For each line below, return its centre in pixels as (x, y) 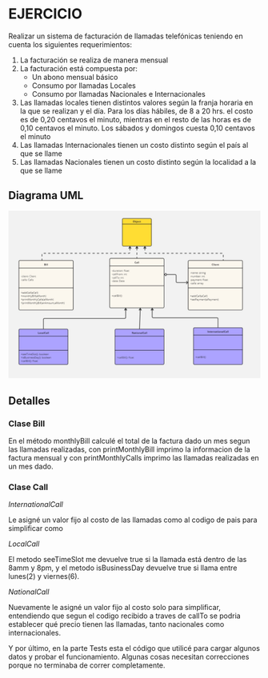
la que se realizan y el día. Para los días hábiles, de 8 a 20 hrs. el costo (136, 111)
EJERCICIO (45, 14)
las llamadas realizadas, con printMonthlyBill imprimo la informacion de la (129, 449)
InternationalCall (36, 505)
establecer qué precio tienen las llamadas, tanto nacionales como (116, 624)
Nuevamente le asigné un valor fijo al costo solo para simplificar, (115, 608)
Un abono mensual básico (75, 77)
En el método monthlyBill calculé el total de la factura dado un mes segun (129, 441)
